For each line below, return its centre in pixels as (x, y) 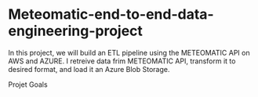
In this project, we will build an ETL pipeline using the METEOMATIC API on (129, 52)
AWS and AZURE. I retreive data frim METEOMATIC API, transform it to (122, 61)
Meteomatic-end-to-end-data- (111, 14)
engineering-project (76, 31)
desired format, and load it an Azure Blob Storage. (89, 69)
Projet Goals (28, 84)
